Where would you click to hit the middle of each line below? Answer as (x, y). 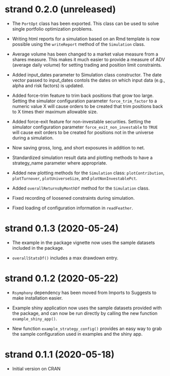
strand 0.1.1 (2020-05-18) (60, 355)
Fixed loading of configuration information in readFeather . (73, 208)
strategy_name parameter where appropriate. (60, 163)
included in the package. (38, 248)
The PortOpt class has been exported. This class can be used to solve (85, 23)
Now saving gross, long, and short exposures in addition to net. (79, 147)
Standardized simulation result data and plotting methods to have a (82, 157)
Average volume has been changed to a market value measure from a (85, 54)
